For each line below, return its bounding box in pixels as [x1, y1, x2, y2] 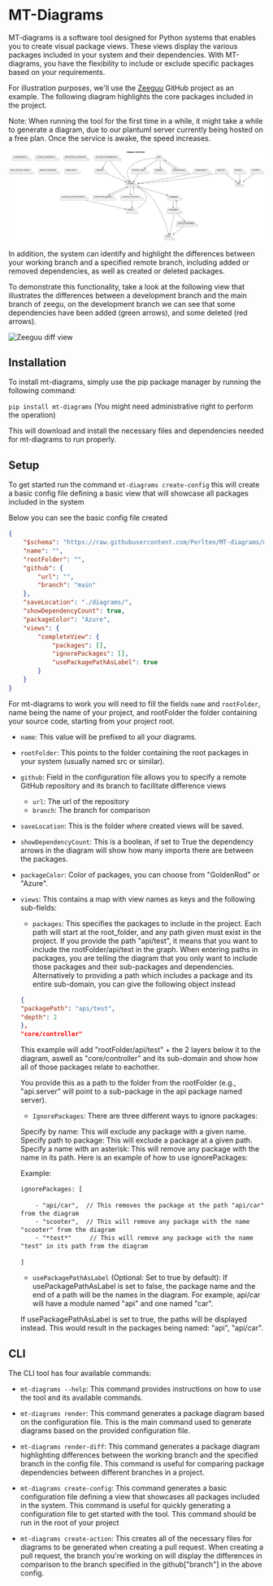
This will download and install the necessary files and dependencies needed [8, 426, 264, 436]
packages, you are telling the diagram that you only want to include [32, 953, 258, 963]
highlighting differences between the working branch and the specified [19, 1450, 258, 1460]
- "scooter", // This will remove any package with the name [35, 1218, 250, 1226]
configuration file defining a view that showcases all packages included [19, 1492, 260, 1502]
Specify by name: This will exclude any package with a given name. [19, 1127, 247, 1137]
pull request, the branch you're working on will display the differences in [19, 1551, 262, 1561]
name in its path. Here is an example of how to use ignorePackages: [19, 1153, 248, 1163]
